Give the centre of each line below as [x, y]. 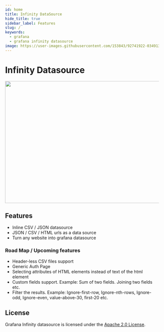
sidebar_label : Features [30, 23]
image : [12, 46]
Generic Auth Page [31, 266]
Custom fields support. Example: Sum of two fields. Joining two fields [82, 282]
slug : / [13, 28]
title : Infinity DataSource [34, 14]
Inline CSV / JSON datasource [42, 228]
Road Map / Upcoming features [43, 250]
